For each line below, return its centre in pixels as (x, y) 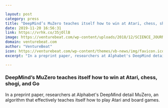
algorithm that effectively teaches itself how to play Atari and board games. (82, 100)
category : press (22, 19)
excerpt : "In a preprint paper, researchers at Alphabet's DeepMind (78, 56)
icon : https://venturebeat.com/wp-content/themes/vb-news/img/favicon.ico (85, 51)
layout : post (19, 14)
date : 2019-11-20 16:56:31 (33, 28)
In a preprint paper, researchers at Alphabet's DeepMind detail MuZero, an (82, 95)
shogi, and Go (22, 84)
